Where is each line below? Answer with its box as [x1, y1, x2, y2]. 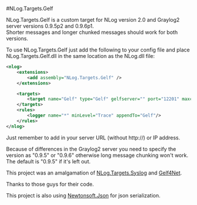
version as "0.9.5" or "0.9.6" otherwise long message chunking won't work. [6, 152, 189, 159]
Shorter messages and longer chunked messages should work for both [6, 29, 178, 36]
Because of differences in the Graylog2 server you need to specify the [6, 145, 176, 152]
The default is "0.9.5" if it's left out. [6, 158, 91, 165]
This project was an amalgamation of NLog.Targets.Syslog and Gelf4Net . [6, 169, 182, 176]
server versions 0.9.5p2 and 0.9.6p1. [6, 23, 94, 29]
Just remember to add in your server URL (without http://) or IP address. [6, 134, 181, 141]
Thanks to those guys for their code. [6, 180, 94, 187]
